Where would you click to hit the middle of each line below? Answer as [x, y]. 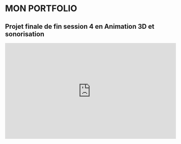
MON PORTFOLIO [41, 9]
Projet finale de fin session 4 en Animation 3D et [80, 27]
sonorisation [25, 34]
